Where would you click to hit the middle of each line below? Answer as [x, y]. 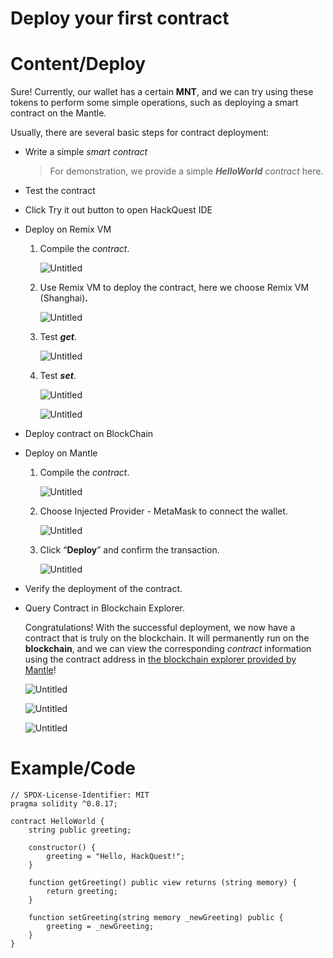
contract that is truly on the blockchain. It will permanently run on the [167, 638]
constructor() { [62, 848]
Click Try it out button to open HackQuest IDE [118, 210]
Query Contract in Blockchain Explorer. [105, 608]
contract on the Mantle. [58, 113]
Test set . [58, 376]
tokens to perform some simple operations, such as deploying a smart [154, 103]
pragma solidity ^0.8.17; [64, 804]
